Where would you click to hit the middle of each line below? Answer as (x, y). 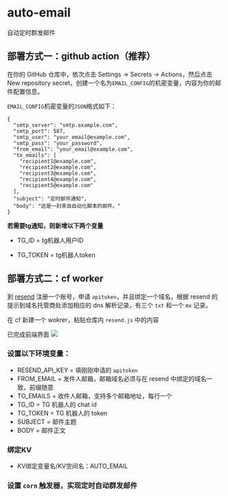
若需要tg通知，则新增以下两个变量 (55, 226)
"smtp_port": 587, (40, 131)
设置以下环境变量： (39, 354)
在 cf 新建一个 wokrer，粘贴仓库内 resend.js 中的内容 (83, 320)
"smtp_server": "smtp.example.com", (66, 125)
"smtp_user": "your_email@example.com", (72, 137)
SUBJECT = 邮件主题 (47, 422)
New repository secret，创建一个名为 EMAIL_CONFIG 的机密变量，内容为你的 (111, 83)
